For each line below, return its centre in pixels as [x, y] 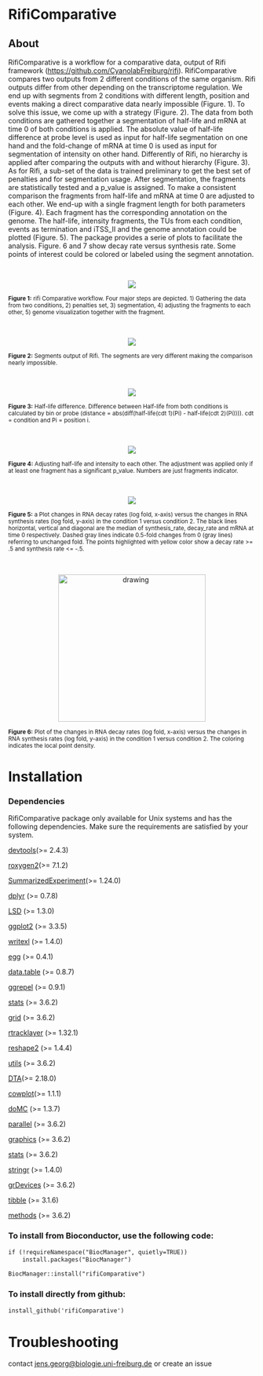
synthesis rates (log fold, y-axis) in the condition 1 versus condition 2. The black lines [123, 521]
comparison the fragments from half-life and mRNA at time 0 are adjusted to [131, 196]
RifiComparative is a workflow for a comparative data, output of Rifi [117, 62]
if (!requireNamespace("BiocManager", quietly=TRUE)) [98, 1252]
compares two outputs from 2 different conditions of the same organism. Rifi [132, 79]
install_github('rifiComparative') [66, 1310]
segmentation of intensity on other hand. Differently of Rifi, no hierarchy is [128, 154]
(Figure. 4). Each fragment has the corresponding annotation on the [118, 212]
